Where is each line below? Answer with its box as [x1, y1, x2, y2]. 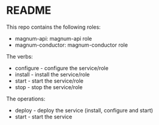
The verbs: [6, 53, 33, 60]
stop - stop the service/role [14, 83, 83, 90]
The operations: [6, 95, 46, 102]
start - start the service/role [14, 77, 84, 84]
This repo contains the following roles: [6, 23, 101, 31]
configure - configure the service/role [14, 64, 109, 72]
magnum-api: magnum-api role [14, 35, 92, 42]
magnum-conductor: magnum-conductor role [14, 41, 128, 48]
